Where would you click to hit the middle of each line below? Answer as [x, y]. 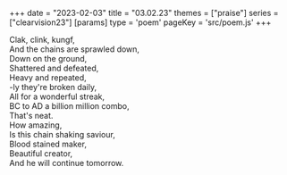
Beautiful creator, [41, 154]
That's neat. [31, 116]
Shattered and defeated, [54, 68]
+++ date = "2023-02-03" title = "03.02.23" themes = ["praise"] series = [144, 13]
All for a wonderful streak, [57, 96]
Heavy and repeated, [48, 78]
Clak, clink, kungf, [42, 40]
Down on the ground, [48, 58]
